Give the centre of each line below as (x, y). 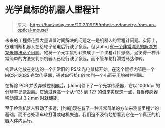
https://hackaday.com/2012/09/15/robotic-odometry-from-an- (93, 25)
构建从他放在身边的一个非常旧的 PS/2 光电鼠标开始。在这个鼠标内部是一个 (80, 69)
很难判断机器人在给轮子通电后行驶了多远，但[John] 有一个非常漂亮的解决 (79, 46)
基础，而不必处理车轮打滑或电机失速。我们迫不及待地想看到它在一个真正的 (80, 114)
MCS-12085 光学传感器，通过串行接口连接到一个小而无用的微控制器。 (76, 75)
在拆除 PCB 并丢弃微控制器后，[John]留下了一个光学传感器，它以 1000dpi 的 (82, 85)
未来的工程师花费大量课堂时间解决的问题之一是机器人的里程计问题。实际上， (82, 40)
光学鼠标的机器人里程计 (53, 10)
